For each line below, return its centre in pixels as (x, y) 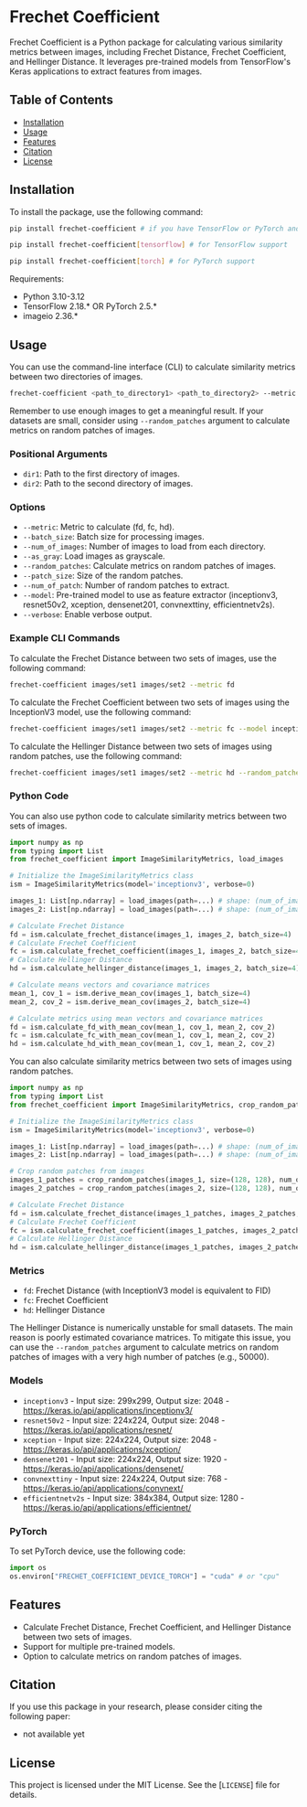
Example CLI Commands (65, 638)
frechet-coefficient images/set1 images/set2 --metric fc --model (138, 729)
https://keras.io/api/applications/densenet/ (103, 1469)
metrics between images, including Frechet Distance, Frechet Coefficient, (148, 51)
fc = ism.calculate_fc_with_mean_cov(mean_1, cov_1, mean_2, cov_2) (143, 1035)
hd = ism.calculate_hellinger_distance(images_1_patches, (122, 1247)
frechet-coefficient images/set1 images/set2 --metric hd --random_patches (157, 773)
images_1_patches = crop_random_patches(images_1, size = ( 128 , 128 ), (143, 1180)
